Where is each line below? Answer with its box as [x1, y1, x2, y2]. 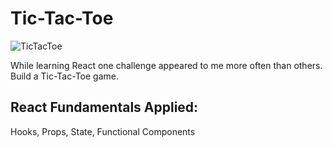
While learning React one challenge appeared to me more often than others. [10, 59, 323, 71]
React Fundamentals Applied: [10, 99, 199, 116]
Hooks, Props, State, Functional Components [10, 125, 196, 137]
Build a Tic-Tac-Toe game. [10, 70, 119, 82]
